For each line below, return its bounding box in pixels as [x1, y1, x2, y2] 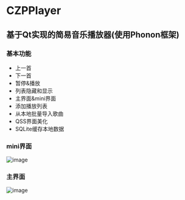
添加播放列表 [15, 102, 47, 110]
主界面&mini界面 [15, 95, 57, 102]
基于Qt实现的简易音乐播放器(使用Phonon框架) [6, 29, 180, 40]
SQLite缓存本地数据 [15, 125, 65, 132]
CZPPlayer [6, 4, 61, 18]
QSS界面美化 [15, 117, 48, 125]
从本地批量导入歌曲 [15, 110, 64, 117]
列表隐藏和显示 [15, 87, 53, 95]
